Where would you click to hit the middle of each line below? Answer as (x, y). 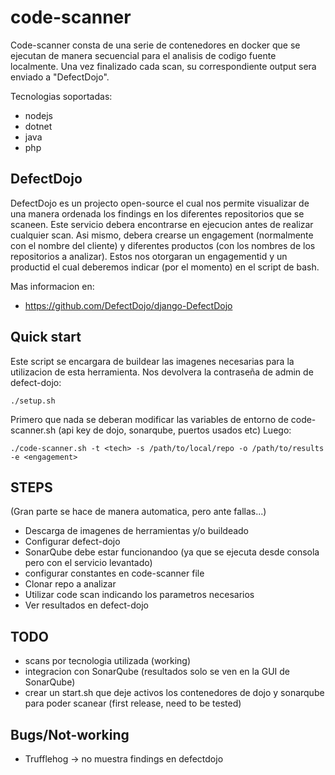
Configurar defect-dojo (72, 542)
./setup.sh (33, 401)
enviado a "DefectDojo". (60, 77)
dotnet (38, 126)
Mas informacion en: (52, 286)
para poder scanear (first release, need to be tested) (133, 703)
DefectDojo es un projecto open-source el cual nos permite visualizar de (160, 203)
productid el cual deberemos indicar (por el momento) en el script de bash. (165, 267)
